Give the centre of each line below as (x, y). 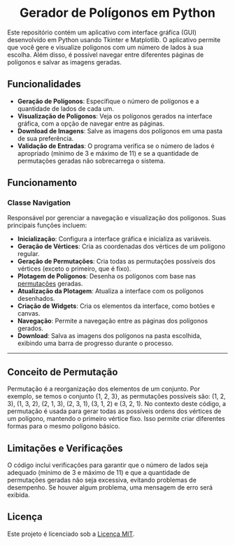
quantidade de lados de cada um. (65, 108)
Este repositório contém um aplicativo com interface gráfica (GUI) (102, 32)
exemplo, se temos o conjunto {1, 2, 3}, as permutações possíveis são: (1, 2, (116, 396)
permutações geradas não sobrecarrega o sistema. (91, 161)
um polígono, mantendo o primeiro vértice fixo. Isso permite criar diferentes (116, 419)
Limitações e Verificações (65, 448)
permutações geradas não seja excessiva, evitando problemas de (102, 480)
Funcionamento (42, 183)
